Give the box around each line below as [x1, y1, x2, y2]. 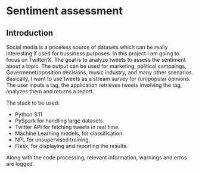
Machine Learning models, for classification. [14, 130, 124, 137]
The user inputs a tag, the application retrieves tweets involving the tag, [6, 81, 182, 89]
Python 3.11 [14, 111, 43, 118]
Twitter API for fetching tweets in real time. [14, 124, 120, 130]
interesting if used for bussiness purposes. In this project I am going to [6, 50, 180, 57]
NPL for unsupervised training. [14, 136, 91, 143]
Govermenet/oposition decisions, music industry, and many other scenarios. [6, 69, 194, 76]
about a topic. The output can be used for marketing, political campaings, [6, 62, 186, 70]
